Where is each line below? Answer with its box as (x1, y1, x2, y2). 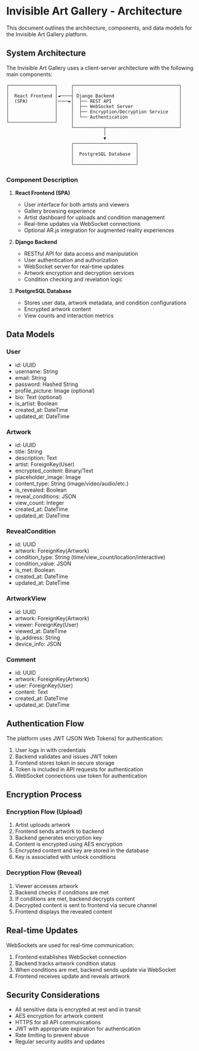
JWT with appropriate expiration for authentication (14, 1025, 141, 1032)
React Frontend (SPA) (14, 189, 71, 197)
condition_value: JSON (14, 560, 72, 567)
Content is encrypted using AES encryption (14, 841, 123, 848)
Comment (6, 655, 36, 664)
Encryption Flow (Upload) (6, 808, 83, 816)
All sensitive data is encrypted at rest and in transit (14, 1006, 141, 1013)
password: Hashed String (14, 381, 78, 388)
